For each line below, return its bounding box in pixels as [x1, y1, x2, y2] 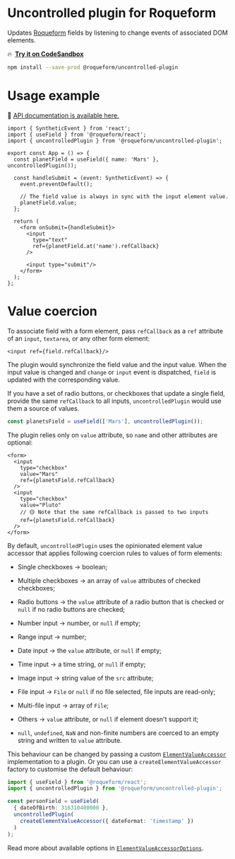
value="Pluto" [20, 501, 61, 508]
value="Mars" [20, 470, 59, 477]
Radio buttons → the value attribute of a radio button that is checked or [17, 597, 224, 606]
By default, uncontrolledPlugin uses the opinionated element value [7, 541, 203, 550]
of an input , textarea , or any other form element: [7, 334, 150, 343]
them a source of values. [7, 404, 80, 412]
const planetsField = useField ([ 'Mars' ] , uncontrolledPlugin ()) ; [7, 418, 203, 425]
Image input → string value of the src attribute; [17, 673, 154, 682]
